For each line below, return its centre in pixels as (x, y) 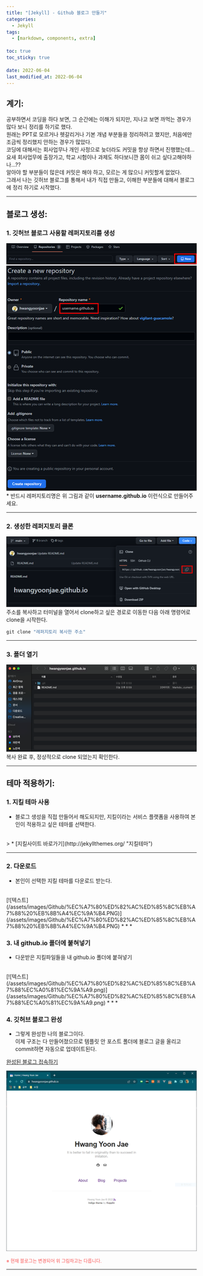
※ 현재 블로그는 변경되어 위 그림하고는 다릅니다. (54, 1261)
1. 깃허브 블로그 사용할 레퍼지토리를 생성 (61, 233)
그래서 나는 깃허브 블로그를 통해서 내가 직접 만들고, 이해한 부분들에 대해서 (92, 180)
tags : (13, 32)
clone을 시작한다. (27, 620)
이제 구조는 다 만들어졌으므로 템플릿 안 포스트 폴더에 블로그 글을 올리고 (98, 1041)
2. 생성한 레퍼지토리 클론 (40, 526)
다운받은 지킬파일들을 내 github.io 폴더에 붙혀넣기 (73, 957)
